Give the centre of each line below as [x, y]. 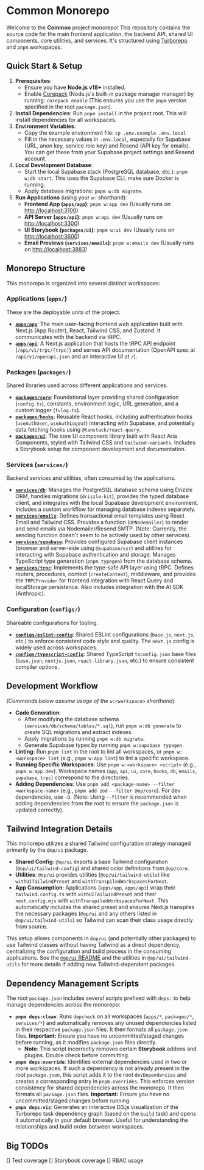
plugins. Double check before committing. [77, 1055]
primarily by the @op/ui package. [47, 850]
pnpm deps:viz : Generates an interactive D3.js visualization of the [97, 1107]
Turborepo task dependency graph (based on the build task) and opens [106, 1114]
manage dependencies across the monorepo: [63, 1005]
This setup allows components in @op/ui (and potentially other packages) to [101, 938]
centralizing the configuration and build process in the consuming [89, 951]
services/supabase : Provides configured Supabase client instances [99, 542]
